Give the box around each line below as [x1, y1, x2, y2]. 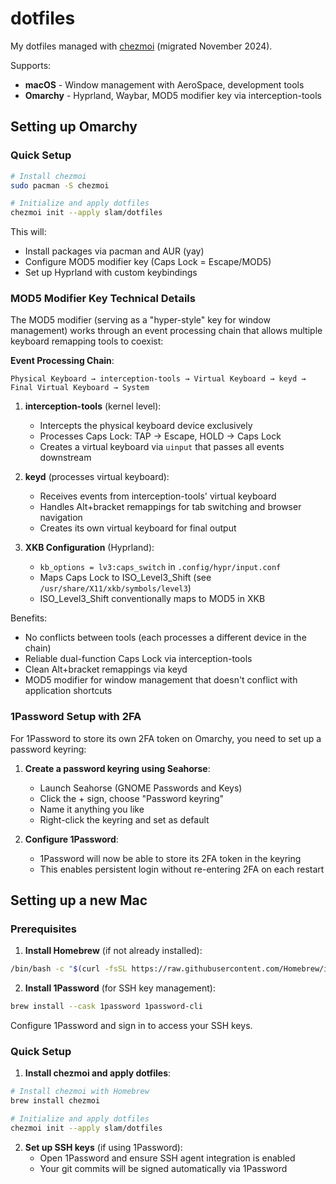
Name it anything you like [39, 803, 145, 815]
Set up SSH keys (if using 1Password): [24, 1141, 183, 1153]
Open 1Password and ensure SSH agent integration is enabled [39, 1152, 296, 1164]
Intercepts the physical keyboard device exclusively [39, 420, 253, 432]
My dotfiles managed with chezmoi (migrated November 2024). [10, 40, 273, 52]
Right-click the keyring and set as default [39, 813, 210, 826]
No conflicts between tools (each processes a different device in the [24, 632, 307, 644]
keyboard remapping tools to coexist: [10, 335, 164, 347]
